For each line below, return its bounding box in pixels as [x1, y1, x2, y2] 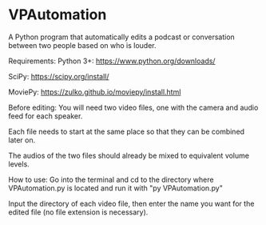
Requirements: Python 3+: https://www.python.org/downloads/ [8, 56, 216, 66]
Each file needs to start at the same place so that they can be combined [8, 127, 245, 136]
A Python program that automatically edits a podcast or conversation [8, 32, 236, 42]
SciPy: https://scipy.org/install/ [8, 71, 109, 81]
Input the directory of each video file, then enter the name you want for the [8, 199, 255, 208]
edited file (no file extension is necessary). [8, 207, 149, 217]
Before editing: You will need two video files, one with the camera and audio [8, 102, 259, 112]
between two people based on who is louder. [8, 40, 157, 50]
